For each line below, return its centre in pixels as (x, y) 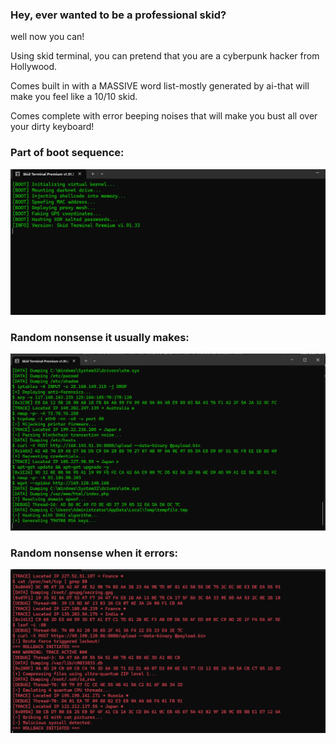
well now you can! (47, 37)
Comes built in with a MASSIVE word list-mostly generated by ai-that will (160, 86)
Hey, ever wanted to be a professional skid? (118, 15)
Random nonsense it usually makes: (100, 337)
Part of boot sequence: (67, 153)
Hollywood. (34, 67)
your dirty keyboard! (52, 127)
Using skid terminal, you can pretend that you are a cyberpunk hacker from (165, 56)
